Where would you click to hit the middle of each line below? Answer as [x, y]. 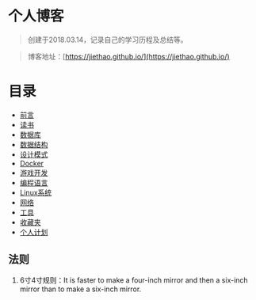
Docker [32, 163]
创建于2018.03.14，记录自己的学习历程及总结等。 [107, 40]
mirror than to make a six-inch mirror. [80, 289]
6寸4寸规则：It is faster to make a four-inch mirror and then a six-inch [134, 280]
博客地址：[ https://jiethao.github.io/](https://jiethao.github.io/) [128, 56]
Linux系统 [36, 192]
